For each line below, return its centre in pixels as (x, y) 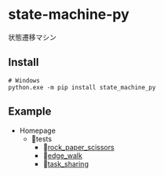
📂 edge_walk (62, 156)
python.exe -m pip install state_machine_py (82, 87)
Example (30, 112)
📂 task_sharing (66, 163)
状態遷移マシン (32, 37)
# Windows (24, 80)
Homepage (38, 130)
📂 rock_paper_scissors (79, 147)
